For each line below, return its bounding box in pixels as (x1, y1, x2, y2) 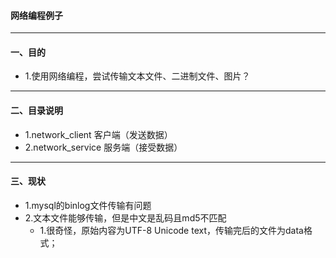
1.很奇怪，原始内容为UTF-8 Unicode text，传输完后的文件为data (39, 224, 304, 236)
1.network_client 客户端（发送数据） (24, 128, 173, 140)
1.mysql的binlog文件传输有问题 (24, 199, 152, 211)
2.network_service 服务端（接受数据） (24, 141, 183, 153)
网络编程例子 (10, 9, 63, 21)
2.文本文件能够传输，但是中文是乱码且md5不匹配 (24, 211, 227, 224)
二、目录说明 (10, 105, 63, 116)
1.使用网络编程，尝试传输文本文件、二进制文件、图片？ (24, 70, 251, 82)
